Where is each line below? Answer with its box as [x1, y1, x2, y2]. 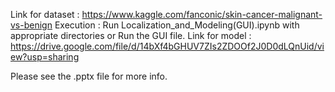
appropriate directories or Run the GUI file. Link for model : [10, 30, 252, 41]
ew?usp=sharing [10, 51, 80, 63]
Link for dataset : [10, 9, 80, 20]
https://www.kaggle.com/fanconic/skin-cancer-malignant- [81, 9, 323, 20]
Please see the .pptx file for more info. [10, 70, 168, 82]
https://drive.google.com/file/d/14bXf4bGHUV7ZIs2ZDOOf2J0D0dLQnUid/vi [10, 40, 325, 52]
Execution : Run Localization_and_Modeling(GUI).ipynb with [54, 19, 300, 31]
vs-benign [10, 19, 53, 31]
